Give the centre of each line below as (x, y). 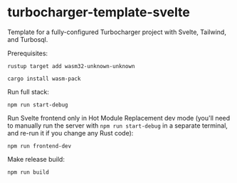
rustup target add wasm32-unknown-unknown (71, 66)
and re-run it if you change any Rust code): (70, 133)
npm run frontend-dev (39, 146)
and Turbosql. (28, 39)
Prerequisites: (28, 53)
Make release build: (36, 159)
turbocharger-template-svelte (99, 12)
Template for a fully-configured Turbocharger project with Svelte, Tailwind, (117, 32)
